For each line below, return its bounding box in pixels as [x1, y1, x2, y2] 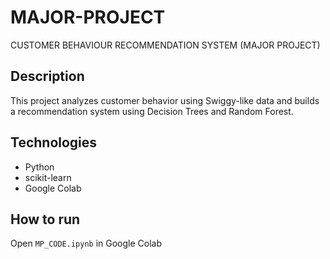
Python [24, 161, 55, 173]
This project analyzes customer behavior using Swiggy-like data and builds [10, 94, 320, 106]
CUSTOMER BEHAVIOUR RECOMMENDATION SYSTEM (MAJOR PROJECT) [10, 39, 321, 51]
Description [10, 68, 85, 85]
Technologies [10, 134, 98, 151]
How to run [10, 211, 81, 228]
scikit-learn [24, 171, 72, 183]
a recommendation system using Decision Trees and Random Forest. [10, 105, 294, 117]
